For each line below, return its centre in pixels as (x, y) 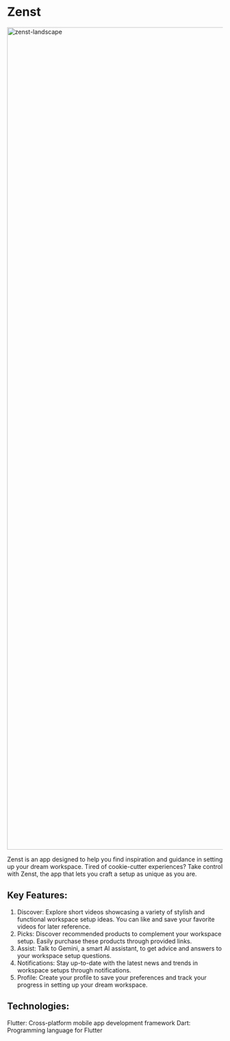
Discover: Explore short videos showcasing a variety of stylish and (111, 911)
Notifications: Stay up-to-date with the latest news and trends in (107, 963)
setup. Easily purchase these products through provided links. (104, 941)
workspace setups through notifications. (74, 970)
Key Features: (37, 895)
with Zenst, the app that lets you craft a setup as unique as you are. (102, 874)
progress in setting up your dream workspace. (82, 985)
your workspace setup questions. (64, 955)
